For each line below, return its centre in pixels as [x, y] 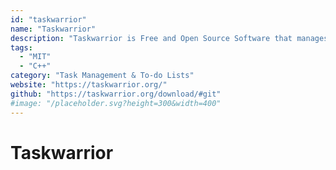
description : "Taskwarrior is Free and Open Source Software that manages [169, 38]
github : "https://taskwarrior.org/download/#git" [116, 94]
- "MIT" [35, 57]
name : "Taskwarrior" [53, 29]
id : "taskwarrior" [48, 19]
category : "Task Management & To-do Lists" [102, 76]
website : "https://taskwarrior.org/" [89, 85]
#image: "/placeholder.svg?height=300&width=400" [116, 103]
